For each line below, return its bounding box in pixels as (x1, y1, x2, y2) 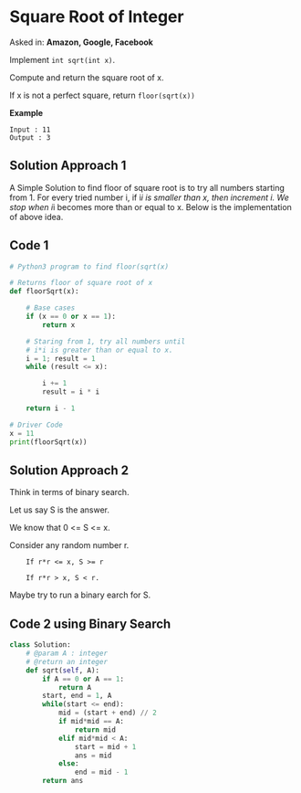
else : (57, 759, 79, 768)
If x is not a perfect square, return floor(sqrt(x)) (9, 90, 196, 100)
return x (42, 320, 76, 330)
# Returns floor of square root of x (9, 279, 153, 288)
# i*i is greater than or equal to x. (26, 345, 173, 354)
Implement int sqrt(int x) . (9, 54, 116, 65)
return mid (74, 724, 117, 735)
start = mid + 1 (74, 742, 137, 751)
